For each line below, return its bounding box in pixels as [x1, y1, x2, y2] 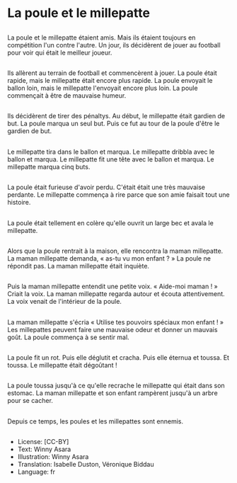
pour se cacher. [7, 397, 53, 405]
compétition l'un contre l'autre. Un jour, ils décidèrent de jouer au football [7, 40, 221, 49]
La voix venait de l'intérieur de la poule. [7, 297, 122, 306]
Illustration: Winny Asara [17, 453, 89, 461]
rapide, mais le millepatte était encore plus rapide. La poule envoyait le [7, 76, 213, 84]
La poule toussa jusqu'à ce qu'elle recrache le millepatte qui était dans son [7, 381, 225, 390]
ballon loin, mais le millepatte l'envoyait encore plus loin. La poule [7, 84, 198, 92]
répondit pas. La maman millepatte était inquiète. [7, 261, 150, 270]
